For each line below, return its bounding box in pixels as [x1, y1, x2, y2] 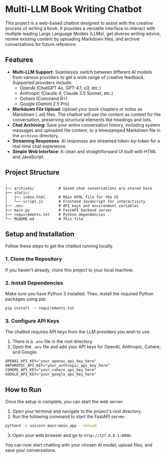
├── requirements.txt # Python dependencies [5, 212, 106, 217]
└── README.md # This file [5, 216, 83, 222]
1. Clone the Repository [5, 255, 62, 262]
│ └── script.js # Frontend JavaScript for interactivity [5, 199, 146, 204]
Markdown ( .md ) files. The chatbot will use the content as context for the [12, 111, 161, 117]
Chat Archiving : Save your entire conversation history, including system [12, 122, 161, 128]
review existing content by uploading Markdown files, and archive [5, 36, 140, 42]
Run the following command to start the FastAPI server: [12, 413, 126, 420]
